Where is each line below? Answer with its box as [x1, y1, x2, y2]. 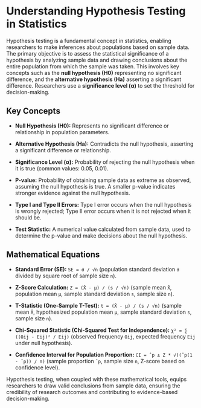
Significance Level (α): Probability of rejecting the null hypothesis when [14, 158, 195, 166]
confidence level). [14, 364, 60, 371]
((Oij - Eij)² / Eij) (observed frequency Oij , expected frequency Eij [14, 332, 196, 340]
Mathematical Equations [6, 250, 100, 260]
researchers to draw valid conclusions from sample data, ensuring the [6, 382, 180, 389]
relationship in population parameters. [14, 128, 110, 135]
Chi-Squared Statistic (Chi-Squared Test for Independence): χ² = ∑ [14, 326, 188, 334]
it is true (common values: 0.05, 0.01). [14, 164, 109, 172]
